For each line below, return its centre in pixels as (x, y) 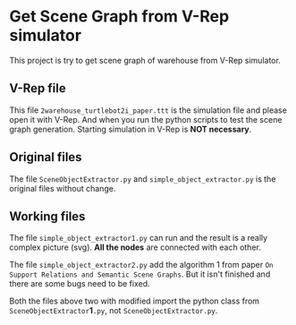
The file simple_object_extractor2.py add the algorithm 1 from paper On (141, 265)
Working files (47, 216)
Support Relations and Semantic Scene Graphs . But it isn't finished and (140, 274)
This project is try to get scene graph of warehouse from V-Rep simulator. (145, 60)
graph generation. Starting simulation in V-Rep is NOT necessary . (131, 129)
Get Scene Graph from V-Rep (119, 17)
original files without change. (63, 188)
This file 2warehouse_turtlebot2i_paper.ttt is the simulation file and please (148, 110)
